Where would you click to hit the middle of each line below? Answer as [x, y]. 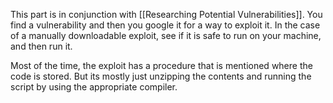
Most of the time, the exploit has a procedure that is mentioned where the [161, 65]
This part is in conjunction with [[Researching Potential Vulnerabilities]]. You [166, 14]
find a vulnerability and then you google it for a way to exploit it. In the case [165, 25]
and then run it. [41, 46]
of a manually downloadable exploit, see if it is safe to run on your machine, [166, 35]
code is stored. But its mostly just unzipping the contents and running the [161, 76]
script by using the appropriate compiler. [94, 87]
